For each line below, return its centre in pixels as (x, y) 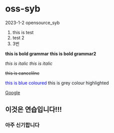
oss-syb (23, 9)
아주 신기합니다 (22, 125)
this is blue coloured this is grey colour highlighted (57, 83)
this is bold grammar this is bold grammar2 (51, 54)
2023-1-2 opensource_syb (32, 23)
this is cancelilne (22, 73)
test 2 (18, 38)
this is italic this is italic (29, 63)
